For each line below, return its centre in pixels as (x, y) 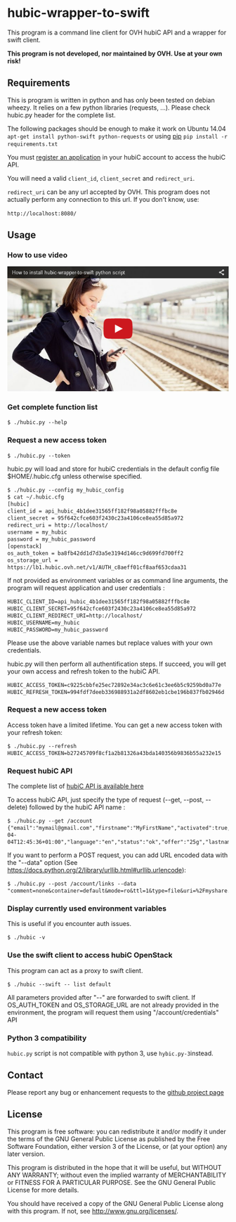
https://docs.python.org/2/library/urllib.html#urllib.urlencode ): (97, 870)
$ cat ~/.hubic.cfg (36, 497)
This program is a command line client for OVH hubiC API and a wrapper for (117, 32)
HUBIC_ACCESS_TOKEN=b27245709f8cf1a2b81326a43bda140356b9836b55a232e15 (114, 753)
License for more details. (43, 1190)
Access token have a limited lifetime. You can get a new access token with (115, 725)
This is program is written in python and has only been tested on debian (111, 100)
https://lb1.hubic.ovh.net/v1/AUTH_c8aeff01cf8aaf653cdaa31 (97, 567)
